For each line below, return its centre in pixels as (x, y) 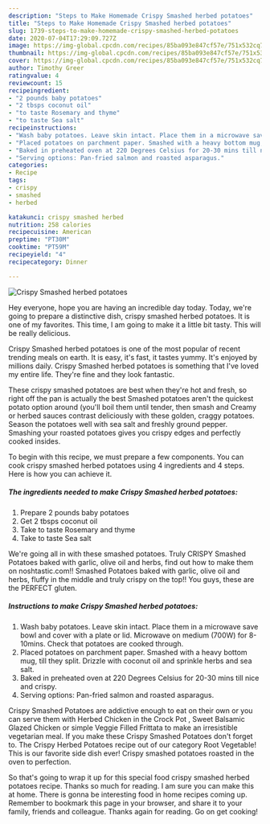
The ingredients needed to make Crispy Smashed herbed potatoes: (123, 492)
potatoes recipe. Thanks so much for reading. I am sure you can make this (131, 785)
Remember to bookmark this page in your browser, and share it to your (125, 803)
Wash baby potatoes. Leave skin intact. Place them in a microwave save (139, 626)
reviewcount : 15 (35, 83)
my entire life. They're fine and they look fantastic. (92, 374)
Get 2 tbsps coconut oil (59, 521)
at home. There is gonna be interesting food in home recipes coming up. (128, 794)
